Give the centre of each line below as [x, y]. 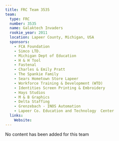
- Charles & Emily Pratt [40, 70]
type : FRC [20, 19]
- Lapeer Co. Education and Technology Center [64, 111]
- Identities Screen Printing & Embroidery [60, 88]
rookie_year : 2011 [29, 33]
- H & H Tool [28, 60]
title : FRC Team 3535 [28, 10]
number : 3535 [23, 23]
